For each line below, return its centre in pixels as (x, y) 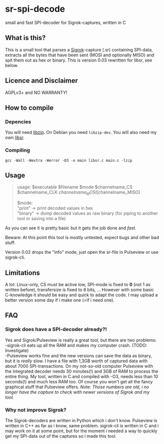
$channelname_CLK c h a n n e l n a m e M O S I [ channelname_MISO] (79, 193)
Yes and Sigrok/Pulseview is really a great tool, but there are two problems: (81, 340)
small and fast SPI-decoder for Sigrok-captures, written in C (66, 22)
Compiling (18, 150)
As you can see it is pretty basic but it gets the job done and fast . (71, 228)
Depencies (18, 122)
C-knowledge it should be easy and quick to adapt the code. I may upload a (82, 295)
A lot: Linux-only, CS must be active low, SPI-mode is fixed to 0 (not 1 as (78, 284)
